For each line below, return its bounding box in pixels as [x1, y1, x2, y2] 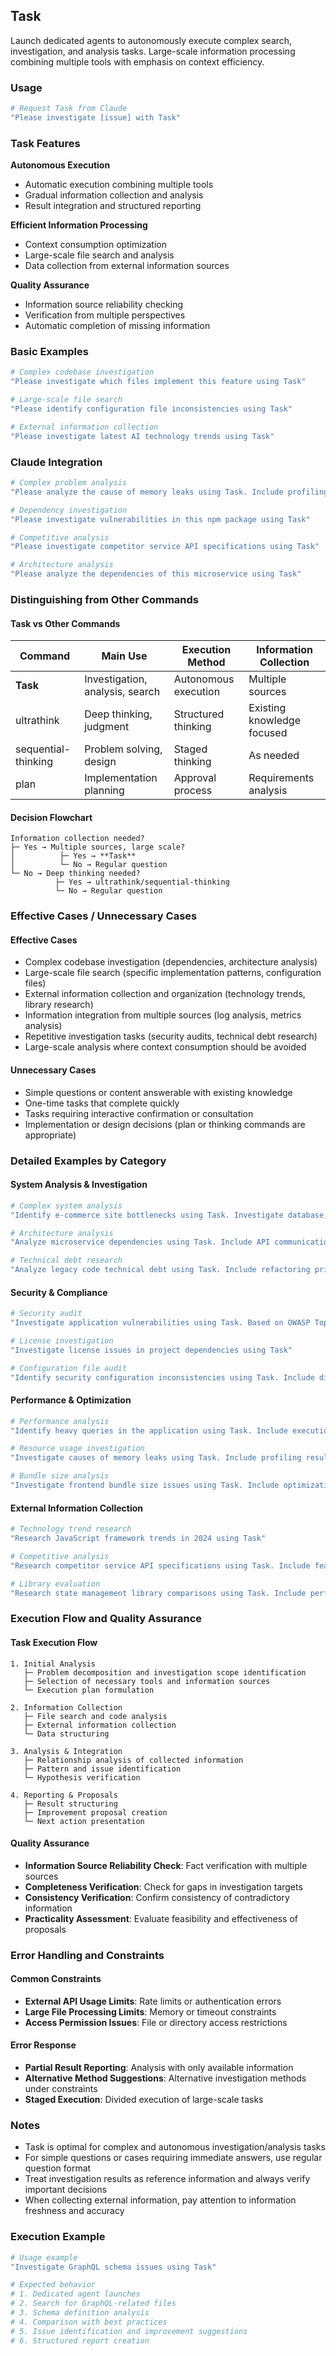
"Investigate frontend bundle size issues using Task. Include [10, 1480, 280, 1491]
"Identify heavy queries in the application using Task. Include [10, 1425, 288, 1436]
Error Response [10, 2039, 77, 2051]
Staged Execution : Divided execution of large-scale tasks [24, 2094, 264, 2106]
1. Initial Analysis [10, 1659, 97, 1669]
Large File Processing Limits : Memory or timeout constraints [24, 2005, 277, 2018]
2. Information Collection [10, 1702, 123, 1713]
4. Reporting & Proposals [10, 1790, 118, 1800]
